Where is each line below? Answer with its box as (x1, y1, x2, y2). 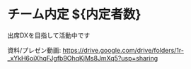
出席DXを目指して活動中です (7, 31, 91, 39)
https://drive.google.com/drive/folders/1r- (62, 46, 184, 54)
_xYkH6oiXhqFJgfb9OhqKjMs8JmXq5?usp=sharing (7, 54, 158, 62)
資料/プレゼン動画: (7, 46, 62, 54)
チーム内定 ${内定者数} (7, 6, 141, 23)
